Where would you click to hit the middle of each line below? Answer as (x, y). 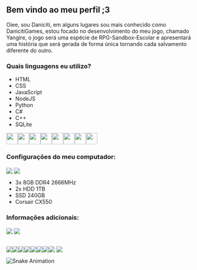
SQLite (23, 124)
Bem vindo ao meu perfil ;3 (58, 10)
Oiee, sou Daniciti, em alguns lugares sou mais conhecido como (86, 24)
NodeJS (25, 99)
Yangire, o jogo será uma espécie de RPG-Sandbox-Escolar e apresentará (99, 37)
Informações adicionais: (43, 217)
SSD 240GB (30, 195)
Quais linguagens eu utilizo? (49, 66)
